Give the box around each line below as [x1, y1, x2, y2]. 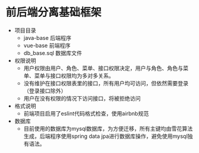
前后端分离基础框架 [5, 5, 102, 19]
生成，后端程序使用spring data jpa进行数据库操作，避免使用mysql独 [23, 132, 194, 140]
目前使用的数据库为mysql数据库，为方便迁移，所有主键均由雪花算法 [23, 125, 193, 132]
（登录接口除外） [23, 87, 67, 94]
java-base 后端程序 [23, 34, 72, 41]
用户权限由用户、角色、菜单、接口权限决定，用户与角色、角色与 [23, 64, 183, 71]
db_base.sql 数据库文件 [23, 49, 83, 56]
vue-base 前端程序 [23, 42, 71, 49]
